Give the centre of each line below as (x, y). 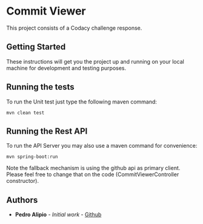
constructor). (23, 181)
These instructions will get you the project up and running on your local (95, 61)
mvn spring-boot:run (32, 157)
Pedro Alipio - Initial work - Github (58, 215)
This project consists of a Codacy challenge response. (74, 28)
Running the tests (40, 87)
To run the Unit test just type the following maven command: (82, 102)
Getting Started (36, 47)
